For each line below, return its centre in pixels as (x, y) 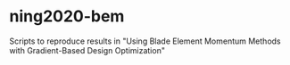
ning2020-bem (67, 16)
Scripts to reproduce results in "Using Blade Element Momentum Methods (145, 41)
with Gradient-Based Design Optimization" (87, 50)
